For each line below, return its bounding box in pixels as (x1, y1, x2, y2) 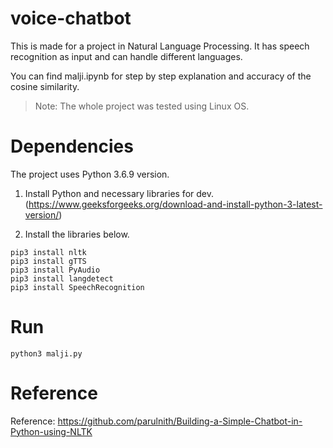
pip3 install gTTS (10, 256, 87, 266)
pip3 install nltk (10, 247, 87, 257)
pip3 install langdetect (10, 273, 114, 284)
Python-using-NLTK (10, 425, 93, 437)
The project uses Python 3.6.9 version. (10, 168, 170, 180)
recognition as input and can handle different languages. (10, 50, 243, 62)
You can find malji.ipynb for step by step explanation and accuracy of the (10, 70, 312, 82)
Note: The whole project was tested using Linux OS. (34, 100, 250, 112)
